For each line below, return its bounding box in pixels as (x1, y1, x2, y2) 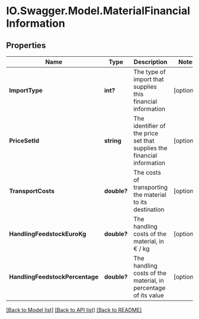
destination (133, 205, 165, 214)
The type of (133, 68, 166, 76)
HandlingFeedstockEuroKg (9, 230, 86, 238)
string (104, 137, 121, 144)
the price (133, 129, 159, 137)
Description (133, 58, 168, 66)
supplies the (133, 144, 168, 152)
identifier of (133, 122, 166, 130)
